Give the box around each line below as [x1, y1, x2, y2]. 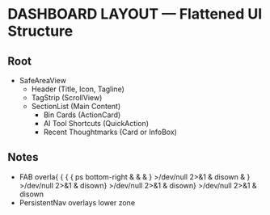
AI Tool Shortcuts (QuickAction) [43, 119, 150, 128]
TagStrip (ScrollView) [31, 93, 103, 102]
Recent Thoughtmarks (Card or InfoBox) [43, 127, 177, 137]
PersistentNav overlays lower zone [19, 197, 135, 207]
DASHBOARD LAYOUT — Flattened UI [7, 5, 263, 23]
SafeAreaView [19, 76, 66, 85]
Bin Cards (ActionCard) [43, 110, 121, 120]
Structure [7, 22, 74, 40]
